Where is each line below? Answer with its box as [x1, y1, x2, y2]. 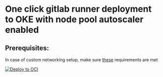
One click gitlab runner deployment [5, 3, 152, 15]
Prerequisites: [5, 44, 49, 52]
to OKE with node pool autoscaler [5, 14, 143, 25]
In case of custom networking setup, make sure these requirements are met [5, 57, 158, 62]
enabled [5, 25, 39, 35]
